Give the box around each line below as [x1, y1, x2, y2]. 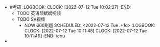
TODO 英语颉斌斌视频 [17, 10, 61, 16]
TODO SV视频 [17, 16, 46, 22]
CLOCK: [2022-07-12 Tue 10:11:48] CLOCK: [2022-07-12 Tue [24, 28, 147, 33]
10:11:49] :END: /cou [24, 33, 65, 39]
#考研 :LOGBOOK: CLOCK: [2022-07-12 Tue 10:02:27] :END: [9, 4, 131, 10]
